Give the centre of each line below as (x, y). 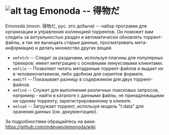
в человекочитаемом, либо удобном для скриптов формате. (78, 74)
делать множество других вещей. (76, 48)
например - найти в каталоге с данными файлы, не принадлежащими (88, 95)
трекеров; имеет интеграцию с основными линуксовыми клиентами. (88, 63)
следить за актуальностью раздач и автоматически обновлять (74, 37)
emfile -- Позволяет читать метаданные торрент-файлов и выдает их (88, 68)
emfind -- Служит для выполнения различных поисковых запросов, (86, 90)
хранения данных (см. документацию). (55, 111)
